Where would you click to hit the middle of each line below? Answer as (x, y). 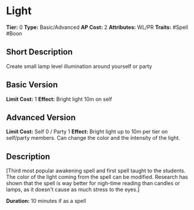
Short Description (40, 52)
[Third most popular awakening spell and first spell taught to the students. (96, 171)
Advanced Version (41, 117)
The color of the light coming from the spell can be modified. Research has (97, 177)
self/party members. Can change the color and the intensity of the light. (93, 138)
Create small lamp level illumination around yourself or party (79, 66)
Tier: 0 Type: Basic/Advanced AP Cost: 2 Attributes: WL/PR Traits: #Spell (97, 27)
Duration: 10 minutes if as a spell (46, 201)
